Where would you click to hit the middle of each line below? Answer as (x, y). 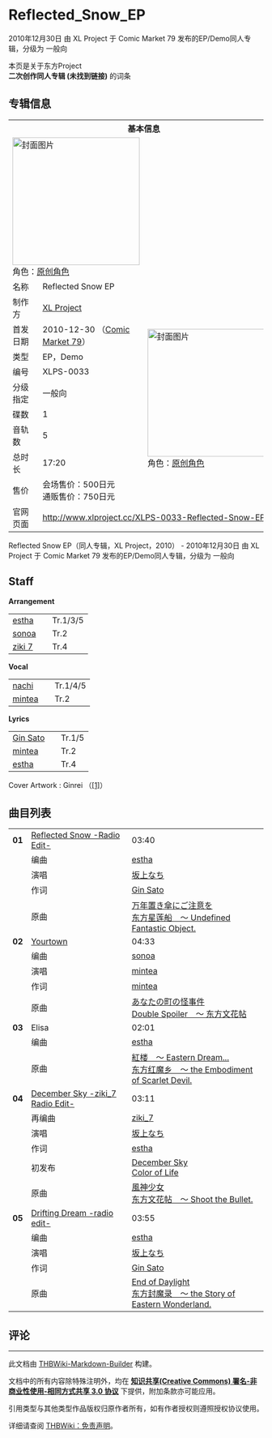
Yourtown (49, 942)
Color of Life (155, 1173)
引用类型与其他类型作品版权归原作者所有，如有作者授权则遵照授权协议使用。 (136, 1409)
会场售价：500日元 (79, 484)
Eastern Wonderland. (172, 1304)
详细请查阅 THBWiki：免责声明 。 (63, 1426)
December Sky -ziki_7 (74, 1093)
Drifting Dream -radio (72, 1213)
